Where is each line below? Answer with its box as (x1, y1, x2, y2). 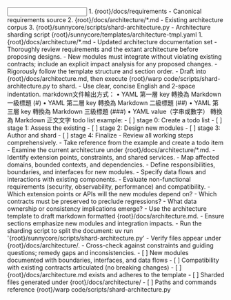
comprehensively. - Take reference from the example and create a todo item (7, 138, 224, 147)
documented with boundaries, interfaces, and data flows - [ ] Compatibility (7, 256, 219, 264)
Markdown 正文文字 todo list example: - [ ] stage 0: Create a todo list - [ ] (14, 116, 223, 124)
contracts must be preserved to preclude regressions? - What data (7, 197, 197, 205)
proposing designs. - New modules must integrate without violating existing (7, 53, 222, 61)
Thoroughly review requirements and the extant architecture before (7, 45, 199, 53)
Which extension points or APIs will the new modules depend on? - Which (7, 190, 217, 198)
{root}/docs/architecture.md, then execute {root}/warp (7, 75, 163, 82)
